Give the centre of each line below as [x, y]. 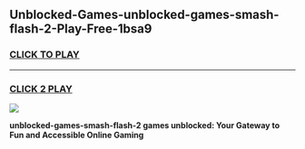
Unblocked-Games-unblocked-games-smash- [144, 15]
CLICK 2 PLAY [41, 88]
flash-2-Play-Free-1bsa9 [81, 29]
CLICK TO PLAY [44, 55]
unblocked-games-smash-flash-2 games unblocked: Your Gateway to [145, 125]
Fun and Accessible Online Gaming [77, 135]
